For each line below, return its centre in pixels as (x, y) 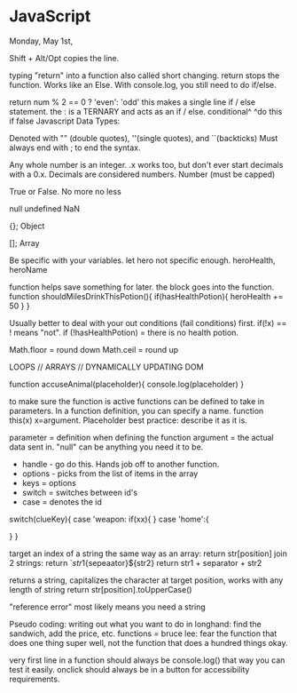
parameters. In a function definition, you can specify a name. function (137, 410)
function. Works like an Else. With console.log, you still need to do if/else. (143, 84)
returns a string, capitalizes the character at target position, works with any (146, 580)
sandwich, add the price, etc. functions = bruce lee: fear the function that (143, 633)
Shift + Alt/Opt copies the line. (64, 58)
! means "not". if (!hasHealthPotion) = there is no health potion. (124, 332)
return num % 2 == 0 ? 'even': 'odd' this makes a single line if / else (132, 102)
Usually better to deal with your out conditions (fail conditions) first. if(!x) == (148, 323)
